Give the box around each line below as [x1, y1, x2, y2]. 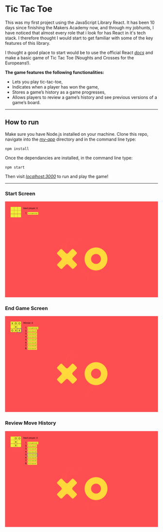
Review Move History [5, 420, 57, 426]
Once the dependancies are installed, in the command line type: [5, 155, 133, 161]
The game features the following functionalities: [5, 69, 104, 75]
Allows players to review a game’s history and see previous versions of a [12, 94, 158, 100]
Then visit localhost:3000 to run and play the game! [5, 173, 109, 179]
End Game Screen [5, 305, 48, 312]
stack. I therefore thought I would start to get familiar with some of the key [5, 35, 153, 41]
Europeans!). [5, 60, 31, 66]
